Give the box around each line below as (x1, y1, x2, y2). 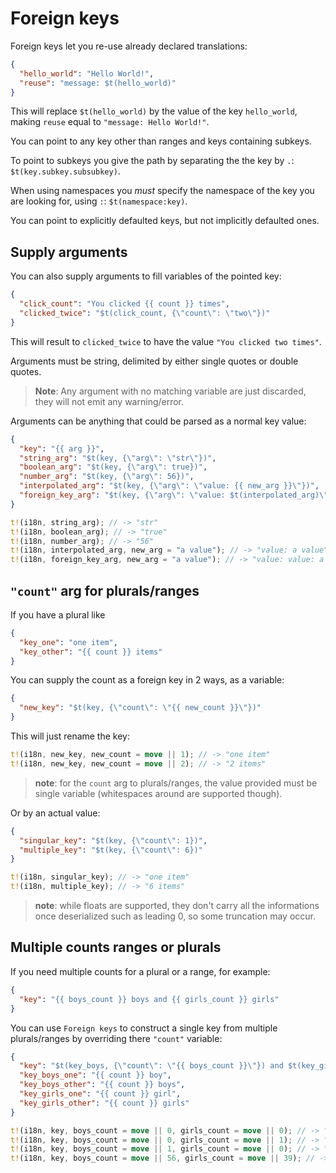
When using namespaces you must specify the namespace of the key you (10, 185, 315, 197)
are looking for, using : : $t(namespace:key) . (10, 195, 188, 207)
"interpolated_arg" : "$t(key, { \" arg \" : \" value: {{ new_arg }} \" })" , (19, 481, 320, 491)
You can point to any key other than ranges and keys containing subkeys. (10, 135, 312, 147)
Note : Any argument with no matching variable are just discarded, (34, 385, 307, 397)
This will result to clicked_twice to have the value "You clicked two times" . (10, 335, 322, 347)
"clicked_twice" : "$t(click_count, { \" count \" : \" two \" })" (19, 308, 271, 318)
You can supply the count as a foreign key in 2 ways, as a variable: (10, 674, 285, 686)
